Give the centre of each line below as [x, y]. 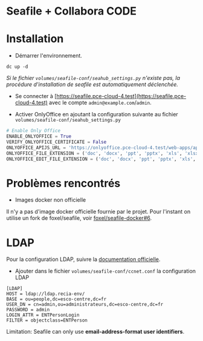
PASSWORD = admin [28, 310]
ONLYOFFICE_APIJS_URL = [36, 147]
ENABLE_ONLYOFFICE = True [39, 136]
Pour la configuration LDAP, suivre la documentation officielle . [83, 259]
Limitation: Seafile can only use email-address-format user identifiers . [95, 332]
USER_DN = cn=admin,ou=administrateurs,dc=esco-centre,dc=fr [85, 305]
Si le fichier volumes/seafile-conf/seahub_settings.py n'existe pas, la [93, 78]
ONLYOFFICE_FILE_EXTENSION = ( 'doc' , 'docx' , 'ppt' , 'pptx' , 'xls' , [94, 153]
